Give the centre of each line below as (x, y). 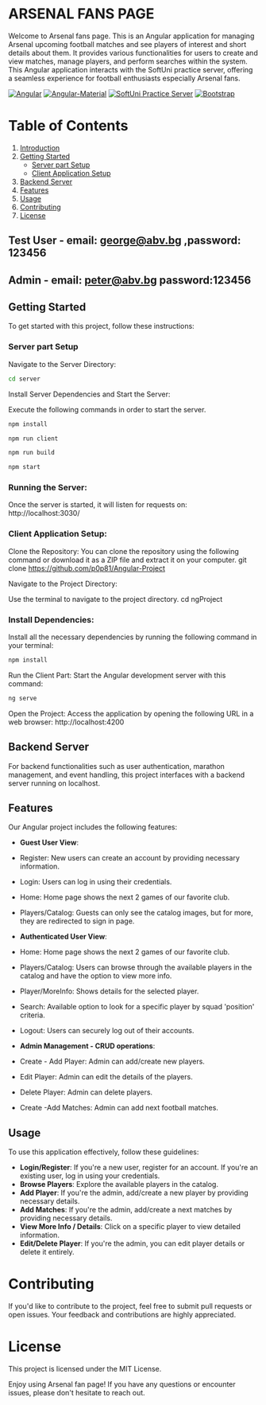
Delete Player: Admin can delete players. (86, 1092)
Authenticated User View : (63, 937)
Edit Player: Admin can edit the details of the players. (106, 1077)
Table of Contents (68, 126)
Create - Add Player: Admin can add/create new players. (112, 1062)
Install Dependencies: (51, 619)
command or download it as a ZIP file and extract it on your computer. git (127, 560)
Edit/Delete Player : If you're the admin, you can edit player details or (132, 1243)
